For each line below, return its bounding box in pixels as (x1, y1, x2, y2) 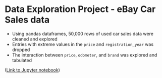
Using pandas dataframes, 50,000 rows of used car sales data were (12, 30, 153, 36)
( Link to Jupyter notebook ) (5, 66, 60, 73)
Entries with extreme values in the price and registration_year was (12, 41, 154, 47)
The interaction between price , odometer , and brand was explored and (12, 51, 157, 58)
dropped (12, 46, 30, 52)
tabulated (12, 57, 32, 63)
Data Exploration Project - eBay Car (5, 3, 156, 15)
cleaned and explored (12, 36, 58, 42)
